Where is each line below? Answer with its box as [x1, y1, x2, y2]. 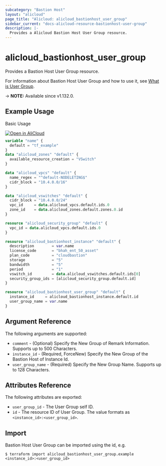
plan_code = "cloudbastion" [9, 253, 88, 258]
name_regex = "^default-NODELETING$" [9, 175, 88, 180]
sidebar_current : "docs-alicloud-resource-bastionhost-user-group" [5, 21, 148, 26]
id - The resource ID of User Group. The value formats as [12, 409, 130, 415]
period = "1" [9, 267, 63, 272]
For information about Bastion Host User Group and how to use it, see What [5, 78, 160, 84]
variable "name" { [5, 138, 43, 143]
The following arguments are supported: [5, 331, 88, 337]
